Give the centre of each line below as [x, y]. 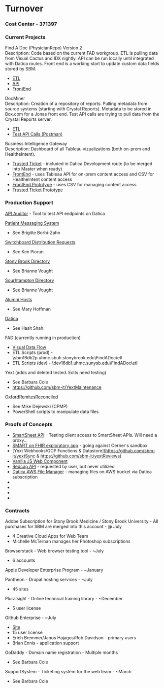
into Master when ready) [37, 169]
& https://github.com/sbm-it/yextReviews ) [79, 456]
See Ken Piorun [28, 251]
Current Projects [25, 37]
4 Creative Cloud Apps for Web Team [50, 536]
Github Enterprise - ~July [31, 618]
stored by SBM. [21, 69]
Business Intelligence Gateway [36, 144]
